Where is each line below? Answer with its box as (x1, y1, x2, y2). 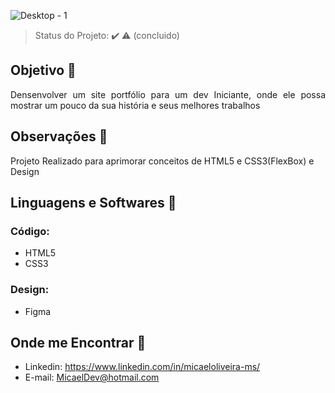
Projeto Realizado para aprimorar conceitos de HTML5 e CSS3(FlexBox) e (10, 155, 315, 167)
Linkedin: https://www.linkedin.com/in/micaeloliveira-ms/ (24, 361, 261, 373)
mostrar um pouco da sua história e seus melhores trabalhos (10, 99, 261, 111)
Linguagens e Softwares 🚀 (10, 195, 177, 212)
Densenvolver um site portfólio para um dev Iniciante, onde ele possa (10, 88, 326, 100)
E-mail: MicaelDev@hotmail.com (24, 371, 160, 384)
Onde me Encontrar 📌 (10, 335, 147, 351)
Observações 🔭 (10, 128, 108, 145)
